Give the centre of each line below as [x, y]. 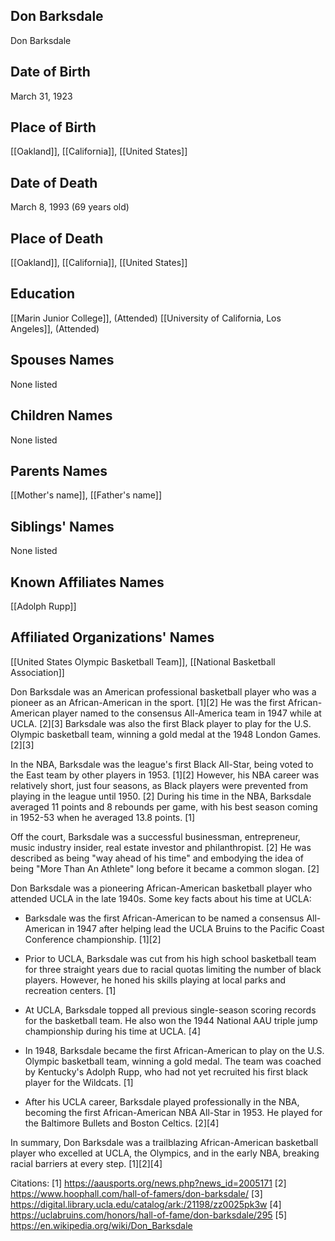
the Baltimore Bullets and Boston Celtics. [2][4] [122, 1123]
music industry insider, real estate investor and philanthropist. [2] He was [161, 847]
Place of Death [57, 238]
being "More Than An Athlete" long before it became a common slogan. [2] [165, 868]
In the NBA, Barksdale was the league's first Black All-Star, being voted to [162, 764]
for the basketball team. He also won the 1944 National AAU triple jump [171, 1020]
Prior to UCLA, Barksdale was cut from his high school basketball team [170, 958]
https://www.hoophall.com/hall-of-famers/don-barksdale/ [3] [136, 1193]
